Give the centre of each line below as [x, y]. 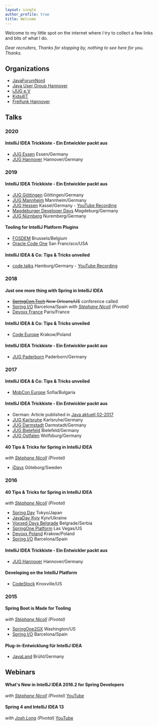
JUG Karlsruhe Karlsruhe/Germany [47, 420]
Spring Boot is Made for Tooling [38, 608]
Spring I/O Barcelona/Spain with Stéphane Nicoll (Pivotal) [70, 307]
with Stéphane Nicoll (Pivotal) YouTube [45, 695]
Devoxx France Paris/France [41, 312]
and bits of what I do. [27, 38]
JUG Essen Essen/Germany [40, 154]
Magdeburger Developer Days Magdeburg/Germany [65, 210]
